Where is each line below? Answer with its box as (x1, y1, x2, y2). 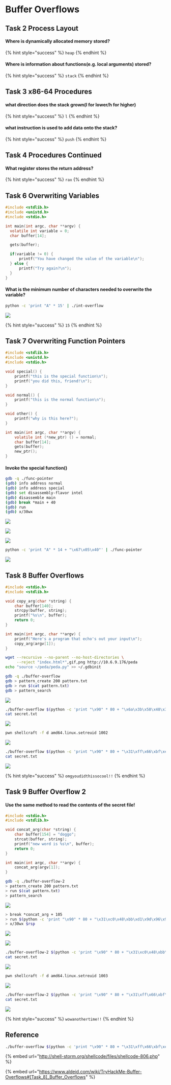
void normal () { (5, 393, 40, 398)
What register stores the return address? (5, 165, 94, 171)
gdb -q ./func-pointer (5, 476, 53, 481)
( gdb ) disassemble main (5, 495, 56, 500)
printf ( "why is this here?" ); (14, 416, 79, 421)
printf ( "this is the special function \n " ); (14, 374, 108, 379)
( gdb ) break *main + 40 (5, 500, 56, 505)
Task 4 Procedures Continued (5, 151, 102, 159)
